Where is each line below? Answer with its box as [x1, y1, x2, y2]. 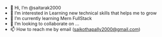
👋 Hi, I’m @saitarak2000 [10, 5, 61, 10]
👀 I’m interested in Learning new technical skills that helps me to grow [10, 10, 157, 16]
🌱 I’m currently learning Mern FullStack [10, 15, 92, 21]
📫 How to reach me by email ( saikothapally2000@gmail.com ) [10, 26, 141, 32]
